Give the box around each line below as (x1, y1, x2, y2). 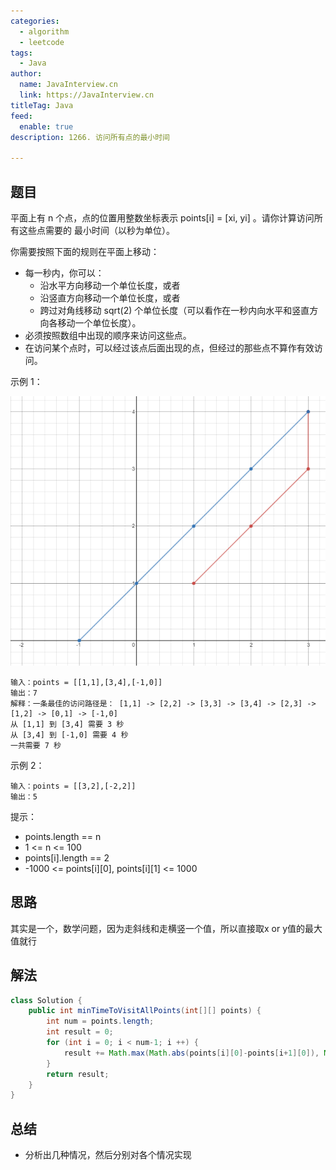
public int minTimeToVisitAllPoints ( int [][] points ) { (28, 1006, 262, 1016)
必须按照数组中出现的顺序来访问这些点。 (24, 329, 192, 341)
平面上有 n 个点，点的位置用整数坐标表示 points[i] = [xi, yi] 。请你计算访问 (10, 211, 315, 224)
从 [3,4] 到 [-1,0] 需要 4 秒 (10, 730, 129, 740)
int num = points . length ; (46, 1016, 155, 1027)
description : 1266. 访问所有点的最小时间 (10, 132, 170, 142)
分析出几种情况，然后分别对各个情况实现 (24, 1149, 192, 1161)
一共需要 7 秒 (10, 740, 62, 750)
